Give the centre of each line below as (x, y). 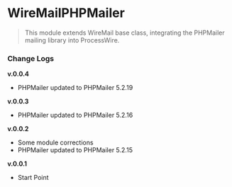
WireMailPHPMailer (66, 13)
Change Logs (31, 58)
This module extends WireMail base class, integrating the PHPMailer (125, 33)
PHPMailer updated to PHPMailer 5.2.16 (75, 115)
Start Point (33, 178)
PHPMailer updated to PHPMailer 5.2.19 (75, 88)
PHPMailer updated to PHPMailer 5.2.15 (75, 150)
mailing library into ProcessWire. (72, 40)
